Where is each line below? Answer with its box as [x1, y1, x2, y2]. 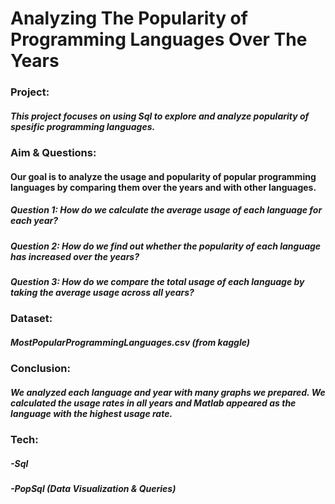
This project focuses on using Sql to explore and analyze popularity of [10, 110, 310, 122]
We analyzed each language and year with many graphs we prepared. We [10, 386, 326, 398]
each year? [10, 215, 59, 227]
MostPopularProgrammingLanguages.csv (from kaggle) [10, 336, 251, 348]
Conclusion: [10, 362, 71, 376]
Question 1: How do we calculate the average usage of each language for [10, 204, 323, 216]
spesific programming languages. [10, 120, 156, 132]
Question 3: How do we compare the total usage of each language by [10, 276, 305, 288]
